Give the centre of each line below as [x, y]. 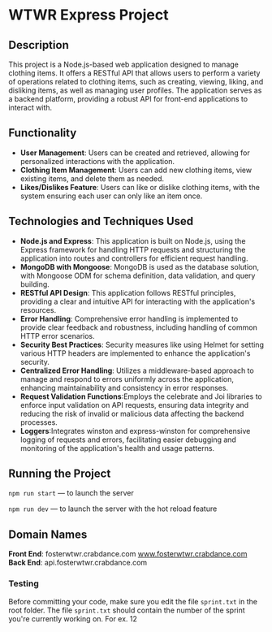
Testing [24, 584]
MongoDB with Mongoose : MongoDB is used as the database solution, [140, 266]
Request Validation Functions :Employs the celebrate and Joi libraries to [141, 396]
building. [35, 284]
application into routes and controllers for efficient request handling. [134, 258]
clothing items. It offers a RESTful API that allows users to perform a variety [134, 73]
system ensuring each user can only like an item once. [111, 196]
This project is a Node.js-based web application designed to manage [124, 64]
